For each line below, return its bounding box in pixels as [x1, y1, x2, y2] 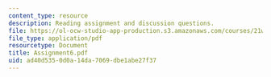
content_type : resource [8, 11, 89, 20]
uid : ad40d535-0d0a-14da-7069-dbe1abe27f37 [8, 57, 157, 65]
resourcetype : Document [8, 42, 89, 50]
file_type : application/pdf [8, 34, 103, 43]
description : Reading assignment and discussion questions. [8, 19, 215, 27]
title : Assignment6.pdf [8, 49, 89, 57]
